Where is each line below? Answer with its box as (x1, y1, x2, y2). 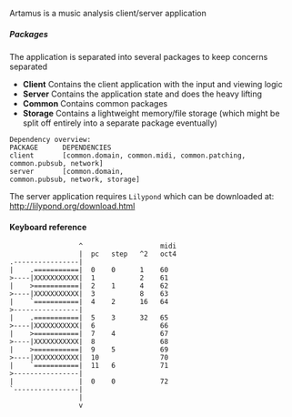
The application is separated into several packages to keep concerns (9, 51, 268, 62)
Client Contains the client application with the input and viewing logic (22, 78, 284, 89)
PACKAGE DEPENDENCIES (9, 143, 112, 152)
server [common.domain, (9, 167, 125, 176)
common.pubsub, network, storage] (9, 175, 141, 184)
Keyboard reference (9, 221, 87, 232)
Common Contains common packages (22, 97, 168, 108)
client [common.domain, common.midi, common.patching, (9, 150, 247, 160)
